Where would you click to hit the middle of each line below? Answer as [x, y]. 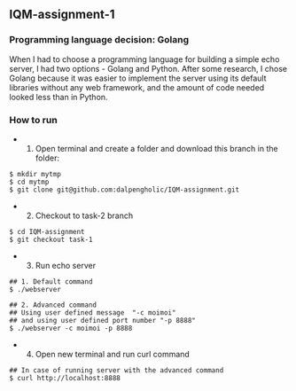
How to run [33, 120]
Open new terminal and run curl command [113, 354]
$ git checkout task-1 [51, 239]
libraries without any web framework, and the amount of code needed [137, 87]
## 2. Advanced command [53, 305]
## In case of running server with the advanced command [117, 370]
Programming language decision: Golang [99, 40]
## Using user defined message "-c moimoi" [93, 313]
